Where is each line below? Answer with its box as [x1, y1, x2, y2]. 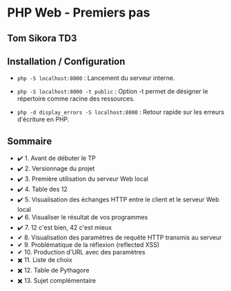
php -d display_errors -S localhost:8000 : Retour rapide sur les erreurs [17, 108, 225, 117]
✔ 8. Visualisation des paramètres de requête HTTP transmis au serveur [17, 233, 222, 242]
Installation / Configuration [7, 55, 125, 67]
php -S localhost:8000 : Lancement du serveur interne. [17, 74, 175, 82]
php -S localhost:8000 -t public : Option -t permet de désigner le [17, 88, 208, 96]
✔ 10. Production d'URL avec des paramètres [17, 248, 146, 257]
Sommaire [7, 135, 52, 147]
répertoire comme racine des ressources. [17, 94, 135, 103]
